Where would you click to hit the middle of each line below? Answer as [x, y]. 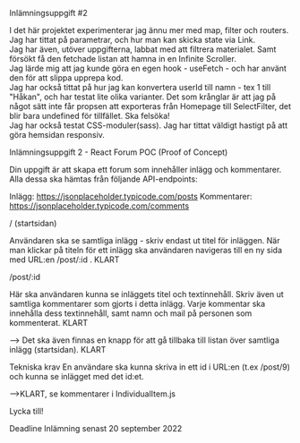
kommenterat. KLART [49, 323]
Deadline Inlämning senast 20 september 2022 [96, 428]
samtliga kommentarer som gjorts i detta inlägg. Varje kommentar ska [137, 304]
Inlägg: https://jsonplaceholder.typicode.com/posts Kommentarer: [131, 196]
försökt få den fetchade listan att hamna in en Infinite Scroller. [123, 59]
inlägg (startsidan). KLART [58, 349]
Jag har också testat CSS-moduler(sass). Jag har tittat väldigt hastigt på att [149, 125]
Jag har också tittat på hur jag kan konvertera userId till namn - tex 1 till [140, 87]
